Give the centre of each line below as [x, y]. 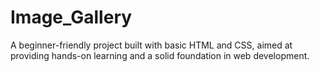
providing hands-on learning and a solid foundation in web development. [160, 55]
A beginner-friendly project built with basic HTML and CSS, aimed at [151, 45]
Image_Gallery [71, 17]
